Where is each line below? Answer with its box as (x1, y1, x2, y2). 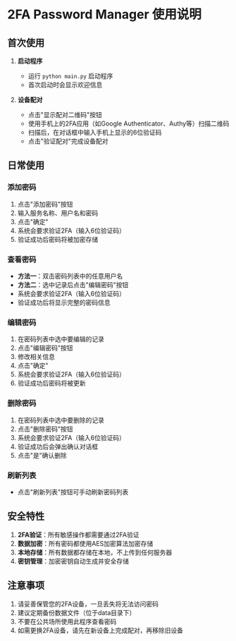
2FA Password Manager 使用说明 (7, 6, 202, 23)
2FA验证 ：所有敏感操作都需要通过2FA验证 (17, 530, 139, 539)
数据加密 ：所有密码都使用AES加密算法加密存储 (17, 539, 154, 547)
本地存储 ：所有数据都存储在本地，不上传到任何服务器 (17, 548, 173, 556)
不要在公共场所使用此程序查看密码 (17, 617, 117, 625)
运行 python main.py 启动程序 (27, 72, 113, 80)
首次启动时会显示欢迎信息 (27, 80, 103, 89)
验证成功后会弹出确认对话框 (17, 442, 99, 451)
